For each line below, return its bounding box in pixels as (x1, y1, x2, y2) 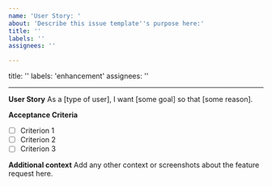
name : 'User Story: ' (8, 11, 82, 20)
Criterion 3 (19, 144, 57, 154)
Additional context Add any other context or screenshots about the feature (8, 160, 260, 170)
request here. (8, 169, 53, 179)
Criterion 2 (19, 135, 57, 145)
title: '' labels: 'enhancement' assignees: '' (8, 71, 149, 81)
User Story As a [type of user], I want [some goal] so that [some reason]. (8, 95, 253, 104)
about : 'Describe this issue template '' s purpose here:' (8, 19, 205, 27)
